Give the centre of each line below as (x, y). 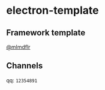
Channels (25, 66)
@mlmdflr (18, 47)
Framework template (46, 33)
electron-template (52, 10)
